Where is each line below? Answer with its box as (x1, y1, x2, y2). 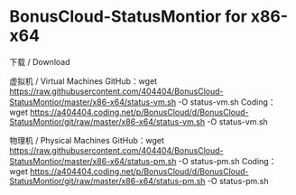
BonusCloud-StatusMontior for (9, 6, 248, 27)
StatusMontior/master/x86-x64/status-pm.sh (9, 155, 177, 166)
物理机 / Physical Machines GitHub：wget (9, 135, 165, 145)
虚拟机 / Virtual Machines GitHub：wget (9, 75, 158, 87)
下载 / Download (9, 56, 70, 67)
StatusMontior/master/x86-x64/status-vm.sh (9, 97, 177, 107)
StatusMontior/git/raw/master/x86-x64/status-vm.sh (9, 116, 206, 127)
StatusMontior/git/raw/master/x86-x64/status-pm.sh (9, 175, 206, 186)
